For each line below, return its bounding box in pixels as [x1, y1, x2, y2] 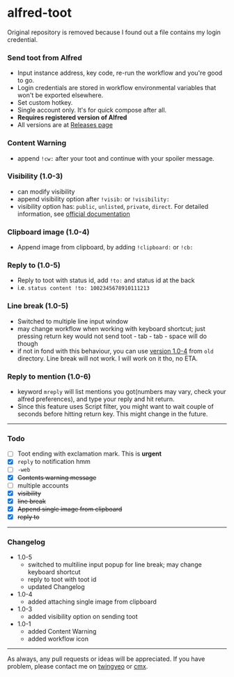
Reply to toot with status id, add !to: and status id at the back [17, 276, 195, 284]
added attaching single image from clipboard [27, 597, 157, 606]
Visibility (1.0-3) [7, 171, 63, 181]
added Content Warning [27, 627, 97, 636]
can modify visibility [17, 187, 75, 196]
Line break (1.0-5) [7, 301, 69, 311]
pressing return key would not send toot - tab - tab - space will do [17, 332, 208, 340]
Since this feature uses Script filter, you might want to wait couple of [17, 402, 214, 411]
